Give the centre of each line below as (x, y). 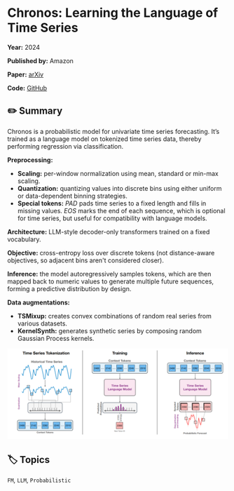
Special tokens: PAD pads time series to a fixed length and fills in (112, 203)
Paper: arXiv (26, 74)
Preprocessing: (30, 160)
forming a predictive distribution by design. (69, 288)
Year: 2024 (24, 47)
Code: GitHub (27, 88)
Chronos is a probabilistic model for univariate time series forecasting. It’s (113, 131)
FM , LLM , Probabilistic (39, 480)
